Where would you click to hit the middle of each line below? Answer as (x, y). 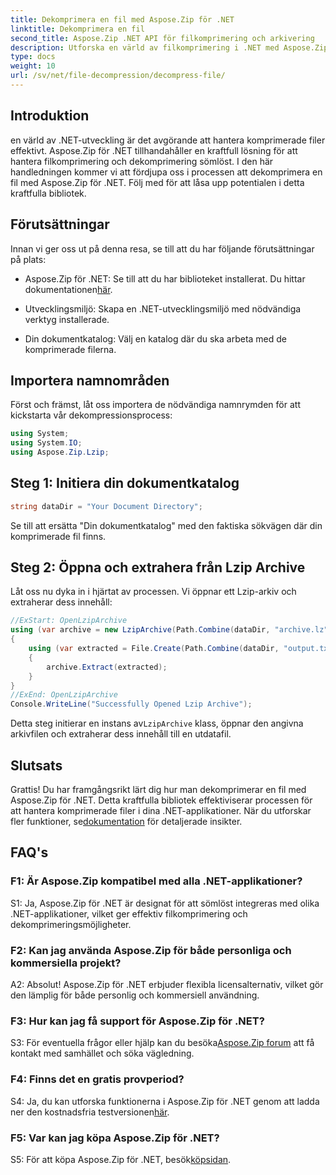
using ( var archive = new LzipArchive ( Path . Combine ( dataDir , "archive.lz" (169, 630)
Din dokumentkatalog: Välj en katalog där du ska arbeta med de (156, 338)
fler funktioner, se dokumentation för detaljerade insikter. (126, 821)
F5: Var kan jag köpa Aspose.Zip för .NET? (115, 1138)
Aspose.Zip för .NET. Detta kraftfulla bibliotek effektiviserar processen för (161, 800)
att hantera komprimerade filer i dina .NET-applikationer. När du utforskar (161, 810)
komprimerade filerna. (70, 349)
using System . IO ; (46, 443)
